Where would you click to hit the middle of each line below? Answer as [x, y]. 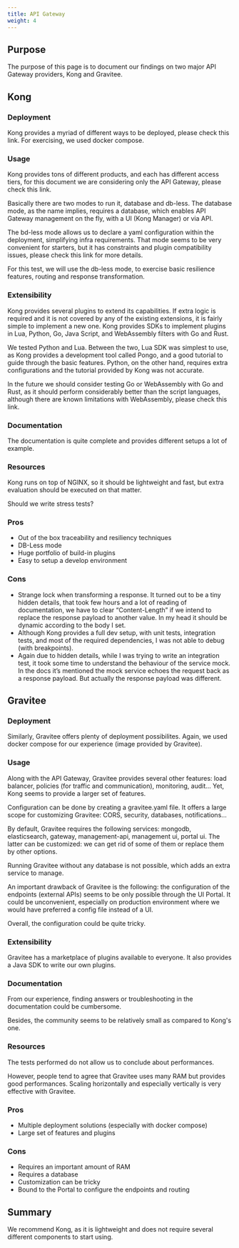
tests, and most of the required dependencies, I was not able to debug [121, 640]
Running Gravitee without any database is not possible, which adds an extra [119, 865]
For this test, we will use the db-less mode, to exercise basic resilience [111, 269]
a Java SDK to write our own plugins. [62, 965]
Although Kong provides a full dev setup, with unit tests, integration [117, 632]
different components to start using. [60, 1237]
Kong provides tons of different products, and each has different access [113, 174]
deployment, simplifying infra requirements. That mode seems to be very [115, 240]
